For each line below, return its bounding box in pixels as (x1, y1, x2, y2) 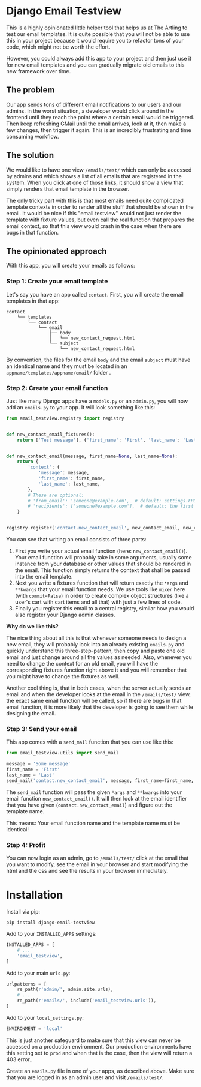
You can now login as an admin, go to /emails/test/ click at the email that (6, 854, 189, 862)
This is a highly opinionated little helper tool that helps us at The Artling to (6, 24, 188, 31)
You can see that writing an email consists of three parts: (6, 536, 147, 543)
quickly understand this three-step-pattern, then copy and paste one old (6, 647, 185, 655)
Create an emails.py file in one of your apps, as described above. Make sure (6, 1067, 194, 1074)
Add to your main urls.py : (6, 969, 71, 977)
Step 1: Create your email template (6, 277, 108, 286)
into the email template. (14, 573, 73, 580)
